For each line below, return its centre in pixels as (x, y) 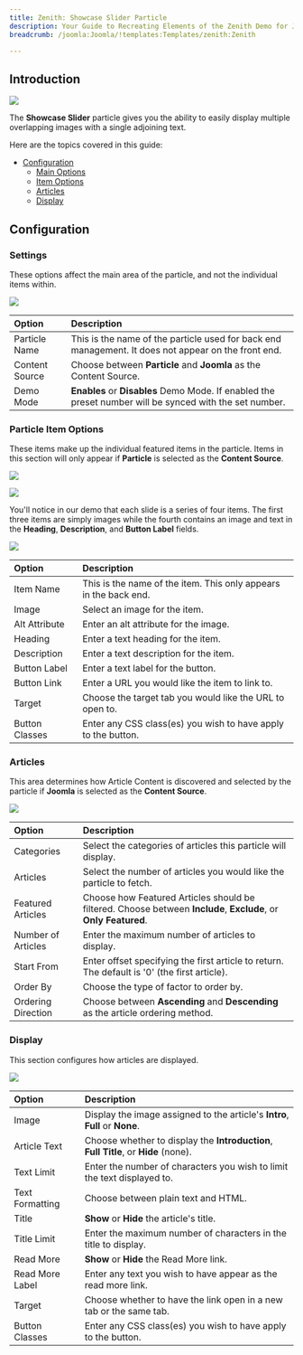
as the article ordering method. (148, 1013)
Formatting (37, 1203)
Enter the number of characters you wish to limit (186, 1166)
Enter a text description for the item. (158, 654)
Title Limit (35, 1238)
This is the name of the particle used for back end (176, 338)
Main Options (61, 172)
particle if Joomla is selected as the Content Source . (108, 791)
